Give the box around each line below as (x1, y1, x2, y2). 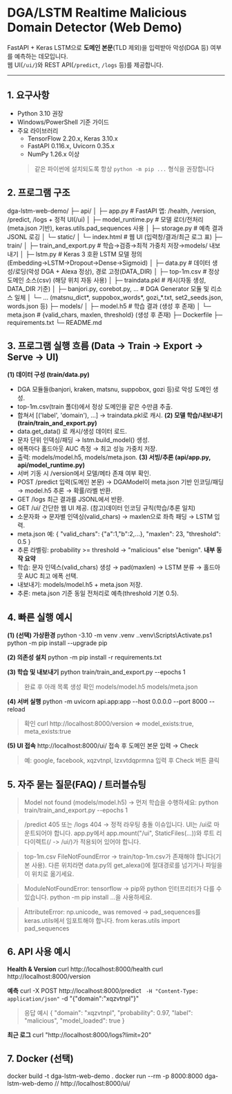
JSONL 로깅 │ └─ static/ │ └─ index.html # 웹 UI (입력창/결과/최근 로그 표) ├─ (7, 232, 223, 240)
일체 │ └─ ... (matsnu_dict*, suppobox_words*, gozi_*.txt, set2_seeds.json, (14, 293, 223, 301)
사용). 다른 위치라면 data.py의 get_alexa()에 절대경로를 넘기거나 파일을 (31, 861, 223, 869)
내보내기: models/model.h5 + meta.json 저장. (17, 581, 143, 589)
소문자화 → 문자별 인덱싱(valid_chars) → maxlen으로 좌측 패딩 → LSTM (17, 513, 213, 521)
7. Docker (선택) (7, 1053, 74, 1065)
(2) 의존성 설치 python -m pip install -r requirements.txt (7, 653, 162, 662)
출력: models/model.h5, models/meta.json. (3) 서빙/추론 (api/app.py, (17, 453, 211, 461)
